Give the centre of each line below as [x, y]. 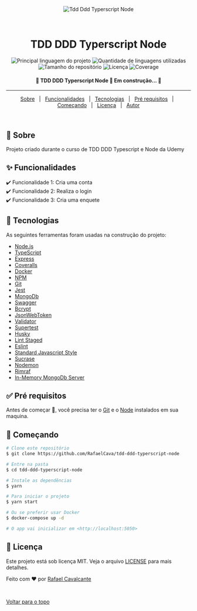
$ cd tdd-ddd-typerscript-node [44, 470]
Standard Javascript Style [46, 352]
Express [24, 259]
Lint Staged [28, 340]
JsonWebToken [33, 315]
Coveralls [26, 265]
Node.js [24, 246]
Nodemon [27, 365]
